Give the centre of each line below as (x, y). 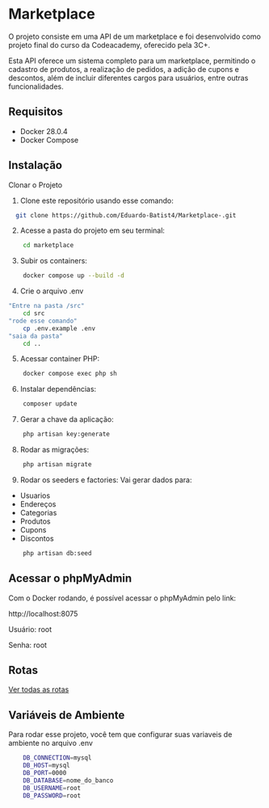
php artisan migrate (57, 465)
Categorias (38, 512)
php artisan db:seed (57, 553)
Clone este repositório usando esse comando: (97, 200)
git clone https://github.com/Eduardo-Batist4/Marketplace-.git (126, 215)
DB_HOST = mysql (46, 766)
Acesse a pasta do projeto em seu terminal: (92, 230)
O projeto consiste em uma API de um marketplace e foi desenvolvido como (134, 36)
